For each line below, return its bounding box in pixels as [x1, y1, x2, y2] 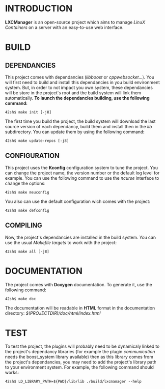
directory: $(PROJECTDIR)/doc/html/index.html [5, 310, 101, 316]
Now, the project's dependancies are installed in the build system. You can [5, 234, 156, 240]
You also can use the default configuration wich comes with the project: [5, 198, 151, 204]
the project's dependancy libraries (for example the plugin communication [5, 349, 156, 355]
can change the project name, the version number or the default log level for [5, 170, 160, 176]
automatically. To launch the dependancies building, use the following [5, 95, 150, 101]
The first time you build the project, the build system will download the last [5, 118, 156, 124]
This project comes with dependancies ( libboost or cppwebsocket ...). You [5, 74, 155, 80]
